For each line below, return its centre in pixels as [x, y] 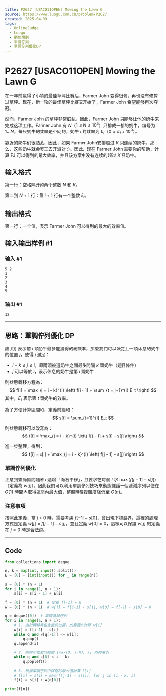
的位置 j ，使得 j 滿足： [28, 354]
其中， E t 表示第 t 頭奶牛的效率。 [38, 399]
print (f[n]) [17, 689]
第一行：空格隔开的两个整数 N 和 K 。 [42, 185]
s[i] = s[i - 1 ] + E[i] [39, 594]
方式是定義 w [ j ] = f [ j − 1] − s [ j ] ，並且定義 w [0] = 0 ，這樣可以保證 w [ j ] [75, 524]
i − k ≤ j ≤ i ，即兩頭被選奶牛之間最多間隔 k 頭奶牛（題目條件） [76, 365]
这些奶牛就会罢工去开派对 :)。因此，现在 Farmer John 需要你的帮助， [84, 149]
